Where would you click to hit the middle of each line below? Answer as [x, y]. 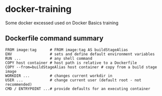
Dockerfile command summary [54, 38]
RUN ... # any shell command [49, 58]
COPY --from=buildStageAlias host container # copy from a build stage [81, 67]
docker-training [38, 9]
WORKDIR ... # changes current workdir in [59, 76]
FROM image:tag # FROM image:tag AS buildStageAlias [67, 50]
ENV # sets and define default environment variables [80, 54]
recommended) [19, 84]
